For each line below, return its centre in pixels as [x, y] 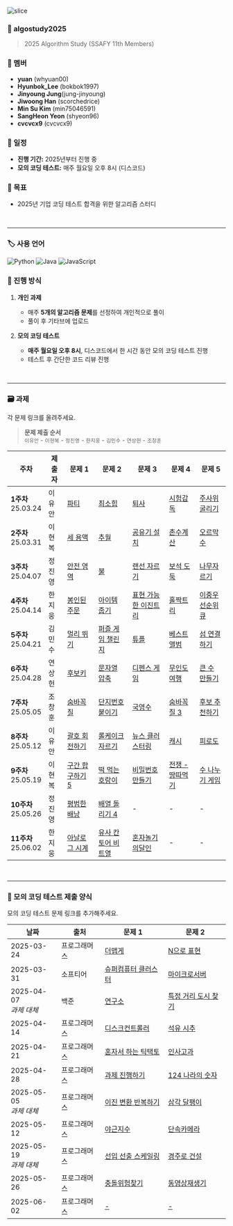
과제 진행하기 [125, 1076]
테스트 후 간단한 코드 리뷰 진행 [68, 359]
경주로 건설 [185, 1156]
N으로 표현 [184, 951]
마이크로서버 [187, 975]
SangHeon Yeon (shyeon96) [58, 116]
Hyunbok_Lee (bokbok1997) [58, 86]
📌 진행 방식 [24, 281]
